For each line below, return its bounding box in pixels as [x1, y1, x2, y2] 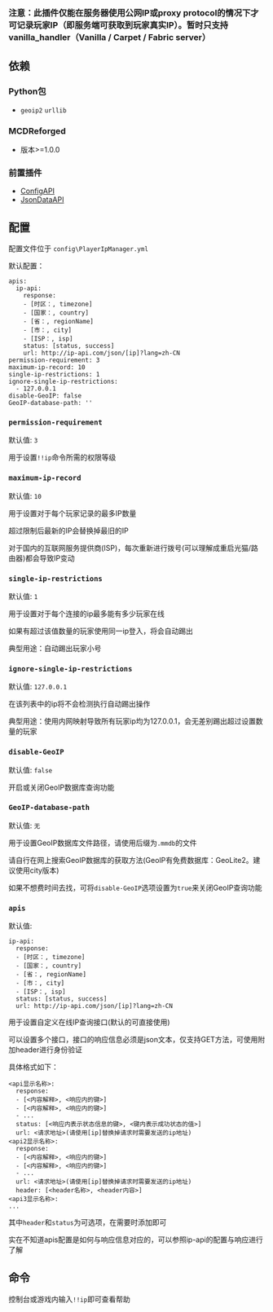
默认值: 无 [8, 821, 41, 830]
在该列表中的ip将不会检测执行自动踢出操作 [8, 699, 151, 709]
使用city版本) [15, 865, 59, 875]
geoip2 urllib [20, 106, 67, 115]
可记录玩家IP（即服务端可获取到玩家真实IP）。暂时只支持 [8, 19, 229, 30]
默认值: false [8, 764, 53, 775]
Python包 [8, 86, 46, 97]
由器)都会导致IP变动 [8, 553, 75, 563]
